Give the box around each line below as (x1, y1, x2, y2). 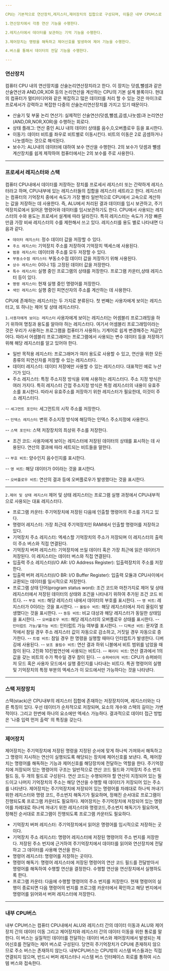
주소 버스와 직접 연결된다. (18, 540, 68, 546)
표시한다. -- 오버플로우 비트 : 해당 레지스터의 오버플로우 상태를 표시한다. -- (18, 616, 159, 622)
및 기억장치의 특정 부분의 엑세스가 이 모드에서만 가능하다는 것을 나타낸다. (12, 666, 155, 672)
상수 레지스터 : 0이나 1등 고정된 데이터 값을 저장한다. (12, 261, 112, 268)
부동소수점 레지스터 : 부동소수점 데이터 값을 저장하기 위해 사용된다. (12, 255, 137, 261)
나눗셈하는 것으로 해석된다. (12, 137, 65, 144)
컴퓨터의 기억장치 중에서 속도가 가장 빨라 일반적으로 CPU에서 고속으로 (10, 194, 147, 200)
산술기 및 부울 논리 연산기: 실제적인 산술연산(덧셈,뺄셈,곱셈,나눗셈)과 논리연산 (12, 112, 163, 119)
